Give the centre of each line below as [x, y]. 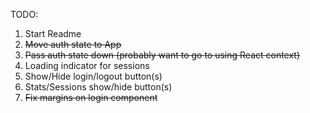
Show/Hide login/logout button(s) [93, 76]
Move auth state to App [73, 44]
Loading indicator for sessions [87, 65]
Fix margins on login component [91, 97]
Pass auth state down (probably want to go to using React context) [162, 55]
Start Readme [53, 33]
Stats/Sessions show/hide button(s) [98, 87]
